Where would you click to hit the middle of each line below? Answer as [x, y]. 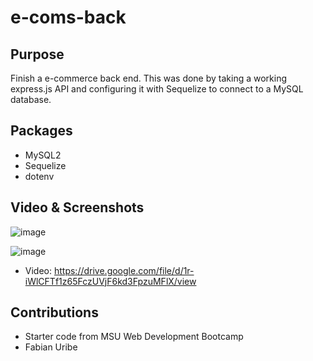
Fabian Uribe [51, 347]
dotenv [39, 176]
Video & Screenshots [77, 207]
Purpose [37, 54]
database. [31, 99]
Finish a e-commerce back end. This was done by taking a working [149, 78]
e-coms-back [68, 17]
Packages [41, 131]
